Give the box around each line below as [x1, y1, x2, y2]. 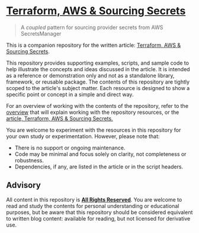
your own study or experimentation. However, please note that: [6, 132, 160, 140]
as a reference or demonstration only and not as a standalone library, [6, 72, 175, 79]
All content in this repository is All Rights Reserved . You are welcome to [6, 196, 182, 203]
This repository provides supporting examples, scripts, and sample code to [6, 59, 190, 66]
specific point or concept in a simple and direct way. [6, 91, 134, 98]
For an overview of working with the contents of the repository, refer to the [6, 102, 188, 109]
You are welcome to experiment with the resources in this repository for [6, 126, 181, 133]
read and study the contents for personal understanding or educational [6, 202, 179, 209]
